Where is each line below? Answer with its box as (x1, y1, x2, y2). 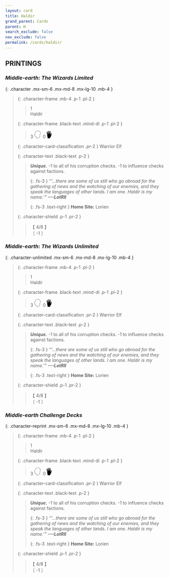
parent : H (5, 24, 26, 29)
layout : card (5, 8, 33, 13)
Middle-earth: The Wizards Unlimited (5, 243, 99, 250)
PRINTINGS (5, 59, 42, 68)
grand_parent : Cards (5, 19, 49, 24)
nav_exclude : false (5, 35, 46, 40)
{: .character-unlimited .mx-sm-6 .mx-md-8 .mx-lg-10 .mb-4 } (5, 254, 134, 261)
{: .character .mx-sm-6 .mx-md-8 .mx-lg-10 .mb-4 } (5, 86, 113, 92)
